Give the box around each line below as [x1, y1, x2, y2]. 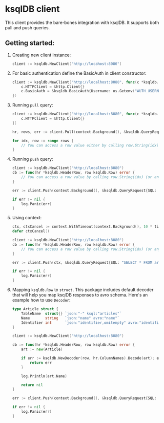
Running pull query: [12, 102, 53, 108]
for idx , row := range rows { [12, 138, 74, 143]
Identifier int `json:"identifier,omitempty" [21, 320, 126, 325]
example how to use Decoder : [12, 297, 71, 303]
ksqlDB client [5, 3, 60, 15]
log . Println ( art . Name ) [21, 374, 67, 379]
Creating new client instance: [12, 52, 71, 58]
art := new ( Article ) [21, 347, 63, 352]
